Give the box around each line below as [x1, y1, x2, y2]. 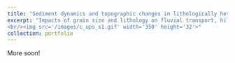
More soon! [7, 49, 41, 57]
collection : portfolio [7, 29, 73, 37]
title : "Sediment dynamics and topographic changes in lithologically [7, 10, 218, 17]
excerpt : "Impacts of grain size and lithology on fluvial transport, [7, 17, 218, 24]
